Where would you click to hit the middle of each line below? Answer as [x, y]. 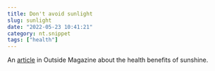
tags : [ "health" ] [33, 40]
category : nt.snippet [39, 33]
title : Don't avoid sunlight [50, 14]
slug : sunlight [30, 20]
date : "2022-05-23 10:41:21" [50, 27]
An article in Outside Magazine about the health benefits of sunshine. [108, 60]
